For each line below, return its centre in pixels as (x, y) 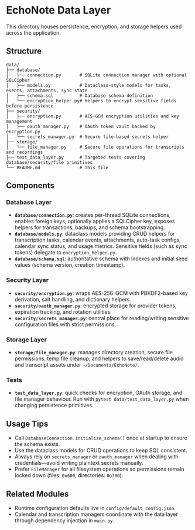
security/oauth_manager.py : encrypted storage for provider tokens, (95, 306)
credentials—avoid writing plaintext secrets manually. (79, 463)
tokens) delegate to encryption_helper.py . (66, 253)
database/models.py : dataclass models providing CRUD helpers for (95, 234)
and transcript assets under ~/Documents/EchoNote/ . (77, 365)
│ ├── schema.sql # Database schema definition (80, 95)
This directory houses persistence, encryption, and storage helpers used (94, 26)
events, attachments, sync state (47, 90)
